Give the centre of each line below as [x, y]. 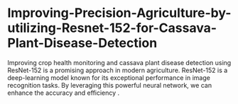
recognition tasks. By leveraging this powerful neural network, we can [109, 85]
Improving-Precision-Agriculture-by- [119, 13]
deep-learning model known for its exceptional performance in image [109, 77]
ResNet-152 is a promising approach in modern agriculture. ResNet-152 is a [118, 70]
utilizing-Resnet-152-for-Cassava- [112, 28]
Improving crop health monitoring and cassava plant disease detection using [119, 62]
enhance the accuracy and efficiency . [64, 93]
